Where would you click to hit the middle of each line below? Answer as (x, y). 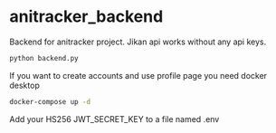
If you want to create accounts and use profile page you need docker (138, 75)
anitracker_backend (86, 17)
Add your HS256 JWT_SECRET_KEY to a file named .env (114, 119)
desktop (25, 85)
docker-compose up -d (50, 101)
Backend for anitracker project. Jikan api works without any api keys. (138, 42)
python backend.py (44, 58)
